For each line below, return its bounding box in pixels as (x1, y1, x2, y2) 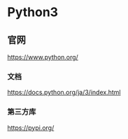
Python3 (7, 4, 58, 20)
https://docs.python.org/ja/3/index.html (7, 88, 121, 97)
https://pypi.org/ (7, 124, 55, 132)
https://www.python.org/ (7, 53, 78, 61)
